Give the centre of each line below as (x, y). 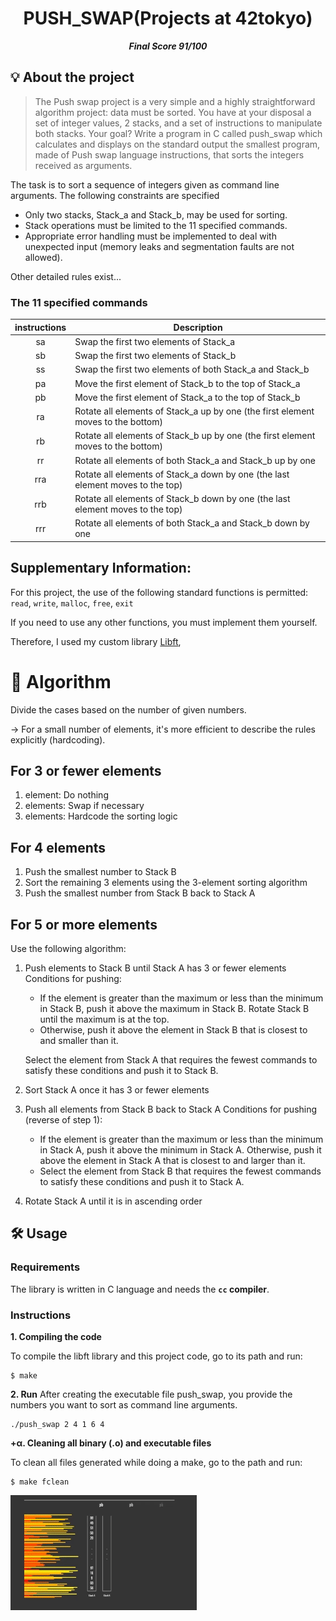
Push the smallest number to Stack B (100, 872)
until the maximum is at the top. (104, 1019)
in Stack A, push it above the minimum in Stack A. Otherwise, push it (180, 1149)
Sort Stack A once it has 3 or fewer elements (117, 1089)
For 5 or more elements (84, 924)
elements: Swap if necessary (84, 806)
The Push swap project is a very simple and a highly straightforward (175, 101)
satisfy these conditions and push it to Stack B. (121, 1070)
